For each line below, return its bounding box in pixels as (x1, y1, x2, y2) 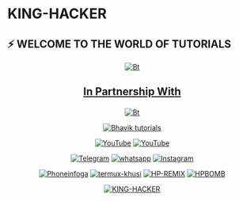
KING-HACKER (7, 5, 108, 23)
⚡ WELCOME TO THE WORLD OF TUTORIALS (7, 37, 232, 51)
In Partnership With (83, 85, 181, 99)
